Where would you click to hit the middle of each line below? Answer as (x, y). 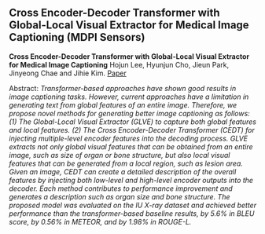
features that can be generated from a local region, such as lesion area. (126, 163)
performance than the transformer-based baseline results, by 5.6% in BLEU (132, 213)
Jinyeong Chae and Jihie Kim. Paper (68, 73)
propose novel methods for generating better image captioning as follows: (129, 113)
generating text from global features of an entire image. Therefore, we (123, 104)
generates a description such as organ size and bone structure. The (120, 196)
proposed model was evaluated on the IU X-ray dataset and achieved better (133, 205)
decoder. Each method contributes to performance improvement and (121, 188)
